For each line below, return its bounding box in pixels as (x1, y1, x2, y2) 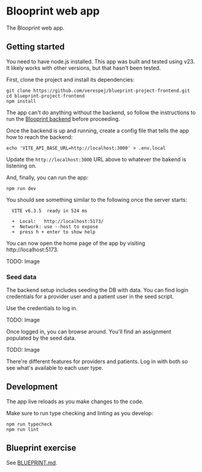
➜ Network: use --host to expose (11, 224, 98, 230)
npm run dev (6, 186, 36, 192)
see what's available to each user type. (6, 364, 104, 372)
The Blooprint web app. (6, 24, 65, 31)
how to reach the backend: (6, 133, 73, 140)
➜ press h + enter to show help (11, 228, 96, 235)
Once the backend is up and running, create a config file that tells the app (6, 127, 189, 134)
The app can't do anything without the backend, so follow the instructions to (6, 109, 196, 116)
